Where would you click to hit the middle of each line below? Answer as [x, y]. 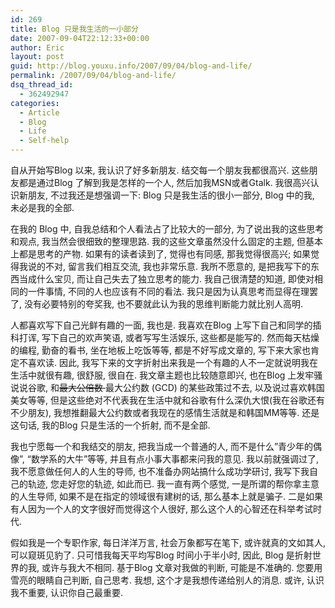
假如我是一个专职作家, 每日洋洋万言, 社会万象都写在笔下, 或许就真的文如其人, [168, 542]
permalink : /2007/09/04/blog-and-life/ [93, 76]
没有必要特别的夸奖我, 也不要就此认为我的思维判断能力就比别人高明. [163, 304]
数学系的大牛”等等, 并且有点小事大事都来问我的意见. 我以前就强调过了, [175, 459]
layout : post [37, 57]
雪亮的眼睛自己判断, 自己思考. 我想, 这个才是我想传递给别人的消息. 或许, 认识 [167, 580]
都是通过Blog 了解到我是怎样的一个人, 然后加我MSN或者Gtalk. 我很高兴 [164, 182]
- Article [39, 112]
